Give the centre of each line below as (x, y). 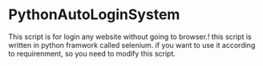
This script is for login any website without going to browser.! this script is (130, 37)
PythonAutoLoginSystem (94, 15)
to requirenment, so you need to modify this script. (92, 53)
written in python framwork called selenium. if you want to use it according (132, 45)
